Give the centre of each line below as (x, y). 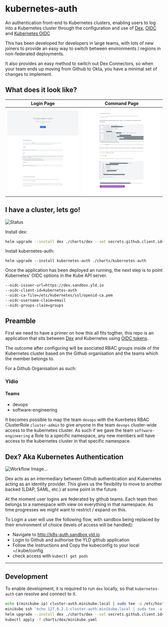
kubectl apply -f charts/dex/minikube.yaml (51, 619)
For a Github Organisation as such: (41, 369)
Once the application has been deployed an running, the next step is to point (84, 270)
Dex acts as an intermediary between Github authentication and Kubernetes (83, 479)
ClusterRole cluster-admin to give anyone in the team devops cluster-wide (81, 425)
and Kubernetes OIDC (28, 33)
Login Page (43, 103)
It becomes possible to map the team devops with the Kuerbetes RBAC (77, 420)
